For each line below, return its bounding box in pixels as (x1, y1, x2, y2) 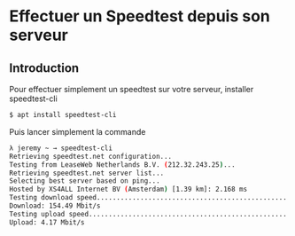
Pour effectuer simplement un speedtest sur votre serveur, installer (9, 84, 254, 94)
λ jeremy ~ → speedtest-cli (9, 144, 113, 153)
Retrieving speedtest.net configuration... (9, 152, 173, 161)
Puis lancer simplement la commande (9, 126, 146, 137)
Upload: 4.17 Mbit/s (9, 217, 86, 227)
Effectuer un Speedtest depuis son (9, 6, 270, 27)
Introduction (9, 60, 80, 75)
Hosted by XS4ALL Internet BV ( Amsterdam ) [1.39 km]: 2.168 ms (9, 185, 248, 194)
